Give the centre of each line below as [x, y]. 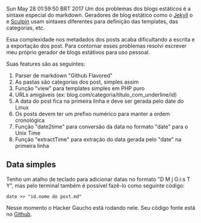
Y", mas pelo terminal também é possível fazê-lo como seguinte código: [95, 185]
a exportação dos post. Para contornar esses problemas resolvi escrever [97, 46]
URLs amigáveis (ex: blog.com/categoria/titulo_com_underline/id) [96, 95]
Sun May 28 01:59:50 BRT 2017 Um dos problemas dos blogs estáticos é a [99, 9]
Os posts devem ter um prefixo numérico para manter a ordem [92, 114]
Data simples [31, 165]
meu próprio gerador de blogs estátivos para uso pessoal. [78, 52]
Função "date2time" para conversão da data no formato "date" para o [101, 127]
